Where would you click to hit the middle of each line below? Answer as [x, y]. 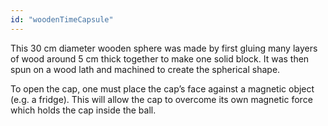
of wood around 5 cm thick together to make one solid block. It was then [160, 58]
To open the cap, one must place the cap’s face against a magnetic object [162, 88]
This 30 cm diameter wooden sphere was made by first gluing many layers [164, 48]
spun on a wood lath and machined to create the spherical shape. [145, 69]
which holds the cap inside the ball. [83, 110]
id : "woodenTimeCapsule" [62, 19]
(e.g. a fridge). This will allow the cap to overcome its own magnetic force [161, 99]
